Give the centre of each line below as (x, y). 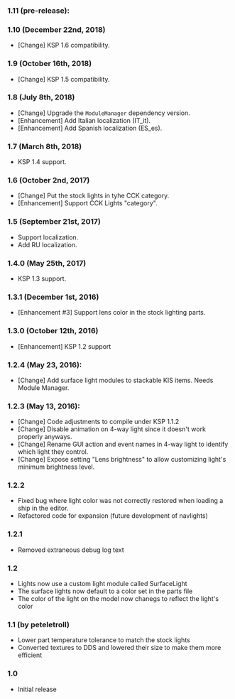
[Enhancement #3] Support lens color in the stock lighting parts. (111, 313)
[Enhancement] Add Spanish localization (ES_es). (90, 128)
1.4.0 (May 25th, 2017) (47, 263)
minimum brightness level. (56, 467)
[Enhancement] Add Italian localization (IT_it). (84, 120)
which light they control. (53, 452)
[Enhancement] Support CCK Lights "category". (87, 203)
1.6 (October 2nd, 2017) (49, 180)
